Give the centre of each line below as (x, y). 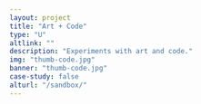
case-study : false (44, 77)
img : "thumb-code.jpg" (52, 60)
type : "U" (28, 34)
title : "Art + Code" (49, 26)
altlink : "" (32, 43)
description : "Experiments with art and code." (101, 52)
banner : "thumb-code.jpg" (58, 69)
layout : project (40, 18)
